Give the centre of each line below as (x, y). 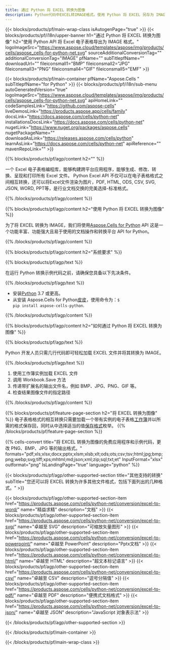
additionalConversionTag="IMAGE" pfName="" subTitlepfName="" (75, 58)
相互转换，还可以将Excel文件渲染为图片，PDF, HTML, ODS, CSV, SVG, (82, 182)
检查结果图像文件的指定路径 (41, 392)
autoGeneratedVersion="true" (36, 89)
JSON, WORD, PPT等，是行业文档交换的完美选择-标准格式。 (68, 188)
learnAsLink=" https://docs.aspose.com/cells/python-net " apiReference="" (83, 143)
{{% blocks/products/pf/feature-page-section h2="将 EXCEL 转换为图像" (81, 413)
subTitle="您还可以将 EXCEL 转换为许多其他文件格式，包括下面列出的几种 (82, 481)
